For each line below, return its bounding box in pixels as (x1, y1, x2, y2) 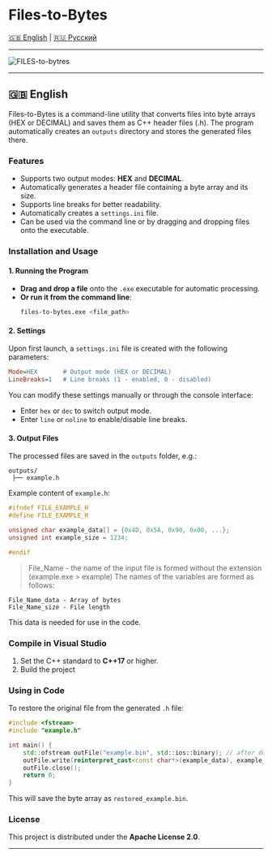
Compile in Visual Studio (8, 637, 107, 648)
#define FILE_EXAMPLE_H (8, 511, 89, 520)
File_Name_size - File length (8, 603, 111, 611)
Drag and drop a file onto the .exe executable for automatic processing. (19, 284, 261, 294)
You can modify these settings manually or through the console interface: (8, 390, 253, 399)
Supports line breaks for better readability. (19, 200, 162, 209)
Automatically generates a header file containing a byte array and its (19, 183, 249, 192)
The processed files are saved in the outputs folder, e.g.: (8, 451, 197, 461)
